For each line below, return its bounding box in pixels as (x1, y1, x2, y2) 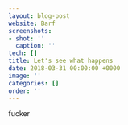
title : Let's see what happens (8, 57, 114, 65)
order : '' (8, 86, 42, 95)
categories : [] (8, 79, 60, 87)
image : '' (8, 72, 42, 80)
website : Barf (8, 19, 56, 27)
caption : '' (15, 42, 56, 50)
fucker (8, 109, 31, 119)
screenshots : (8, 27, 52, 35)
